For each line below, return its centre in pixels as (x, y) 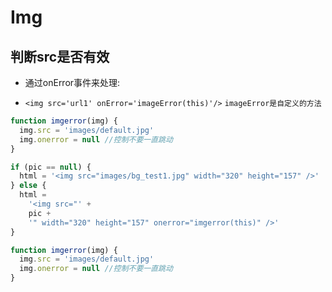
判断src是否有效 (60, 56)
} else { (28, 186)
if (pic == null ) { (51, 167)
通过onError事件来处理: (72, 82)
